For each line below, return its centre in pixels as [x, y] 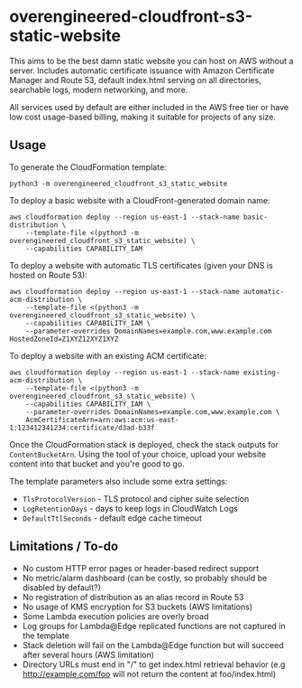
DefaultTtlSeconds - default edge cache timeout [112, 518]
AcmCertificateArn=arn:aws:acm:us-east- [102, 419]
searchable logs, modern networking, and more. [99, 90]
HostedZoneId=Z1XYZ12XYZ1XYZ [64, 339]
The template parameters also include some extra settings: [119, 481]
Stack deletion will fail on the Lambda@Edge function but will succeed [153, 645]
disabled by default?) [62, 587]
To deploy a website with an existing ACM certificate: [108, 355]
